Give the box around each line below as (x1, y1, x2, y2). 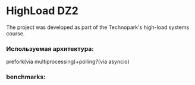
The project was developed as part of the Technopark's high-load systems (6, 24, 190, 31)
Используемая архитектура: (6, 44, 94, 53)
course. (6, 30, 25, 37)
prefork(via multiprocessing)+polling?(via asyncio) (6, 58, 130, 66)
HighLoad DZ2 (6, 4, 78, 18)
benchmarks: (6, 73, 46, 81)
